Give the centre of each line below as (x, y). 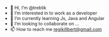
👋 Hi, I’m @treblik (28, 8)
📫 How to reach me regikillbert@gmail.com (56, 29)
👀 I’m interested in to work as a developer (54, 13)
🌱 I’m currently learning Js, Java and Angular (57, 18)
